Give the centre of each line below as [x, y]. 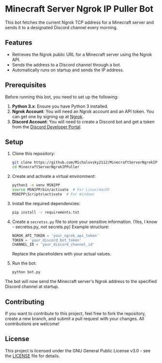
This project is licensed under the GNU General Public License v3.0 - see [78, 350]
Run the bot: [24, 263]
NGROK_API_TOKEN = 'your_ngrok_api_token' [55, 236]
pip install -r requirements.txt [46, 212]
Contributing [25, 302]
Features [19, 43]
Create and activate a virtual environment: [54, 176]
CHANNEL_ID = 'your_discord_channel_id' [53, 245]
